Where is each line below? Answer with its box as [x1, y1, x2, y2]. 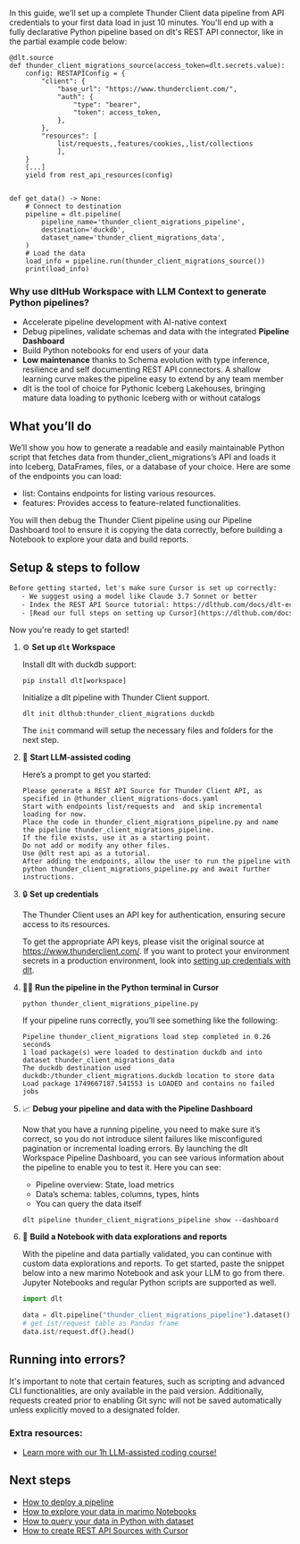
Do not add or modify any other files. [21, 841, 171, 850]
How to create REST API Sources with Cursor [21, 1524, 189, 1536]
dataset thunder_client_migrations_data [21, 1056, 175, 1065]
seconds [21, 1041, 51, 1050]
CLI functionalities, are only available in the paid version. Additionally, [9, 1385, 264, 1396]
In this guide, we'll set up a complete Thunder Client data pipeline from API [9, 8, 285, 18]
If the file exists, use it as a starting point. [21, 833, 212, 843]
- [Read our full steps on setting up [21, 608, 166, 618]
